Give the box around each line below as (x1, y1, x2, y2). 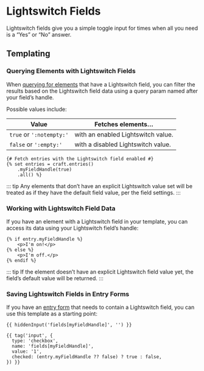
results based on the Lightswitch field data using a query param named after (6, 87, 198, 94)
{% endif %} (6, 257, 37, 263)
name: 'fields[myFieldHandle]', (12, 343, 94, 350)
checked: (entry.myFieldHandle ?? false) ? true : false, (12, 354, 163, 360)
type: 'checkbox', (12, 338, 59, 344)
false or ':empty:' (9, 140, 63, 149)
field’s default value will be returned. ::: (6, 274, 104, 281)
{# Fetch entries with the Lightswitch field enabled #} (6, 155, 154, 162)
